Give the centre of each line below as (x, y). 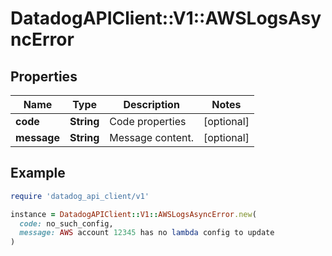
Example (38, 173)
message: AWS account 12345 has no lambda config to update (147, 233)
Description (151, 104)
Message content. (151, 137)
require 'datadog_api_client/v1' (80, 196)
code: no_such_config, (66, 223)
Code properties (148, 121)
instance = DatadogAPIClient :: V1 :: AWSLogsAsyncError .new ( (133, 214)
